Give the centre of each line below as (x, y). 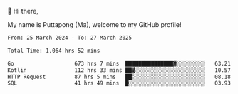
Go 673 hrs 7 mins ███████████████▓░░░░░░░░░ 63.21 (119, 63)
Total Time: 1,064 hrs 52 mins (54, 51)
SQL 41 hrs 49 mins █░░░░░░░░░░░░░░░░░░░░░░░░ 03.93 (119, 83)
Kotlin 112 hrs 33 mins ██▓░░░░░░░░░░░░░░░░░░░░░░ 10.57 (119, 70)
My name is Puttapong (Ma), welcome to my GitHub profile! (94, 25)
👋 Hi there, (23, 11)
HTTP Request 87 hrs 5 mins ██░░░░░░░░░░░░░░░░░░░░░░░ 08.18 (119, 77)
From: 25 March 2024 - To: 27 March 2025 (70, 38)
